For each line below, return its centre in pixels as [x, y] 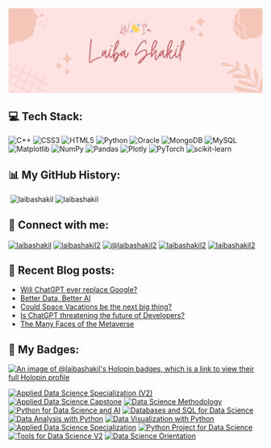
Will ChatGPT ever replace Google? [79, 290]
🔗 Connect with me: [58, 225]
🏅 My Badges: [44, 349]
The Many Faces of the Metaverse [77, 324]
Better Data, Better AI [55, 299]
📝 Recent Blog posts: [62, 270]
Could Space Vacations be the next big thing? [96, 307]
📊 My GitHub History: [65, 176]
